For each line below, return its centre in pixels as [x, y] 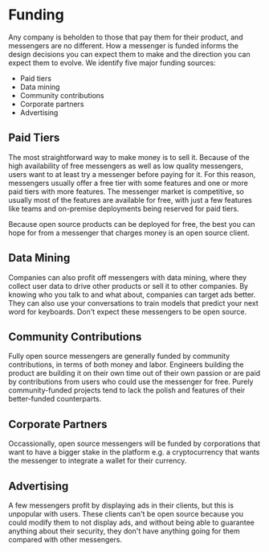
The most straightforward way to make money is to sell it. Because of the [129, 157]
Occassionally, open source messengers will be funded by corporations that [134, 443]
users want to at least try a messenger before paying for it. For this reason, [132, 174]
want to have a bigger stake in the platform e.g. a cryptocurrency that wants [134, 452]
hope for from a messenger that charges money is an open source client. [129, 233]
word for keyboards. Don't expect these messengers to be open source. [128, 311]
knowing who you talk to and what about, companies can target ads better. [132, 295]
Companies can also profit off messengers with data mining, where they [128, 277]
